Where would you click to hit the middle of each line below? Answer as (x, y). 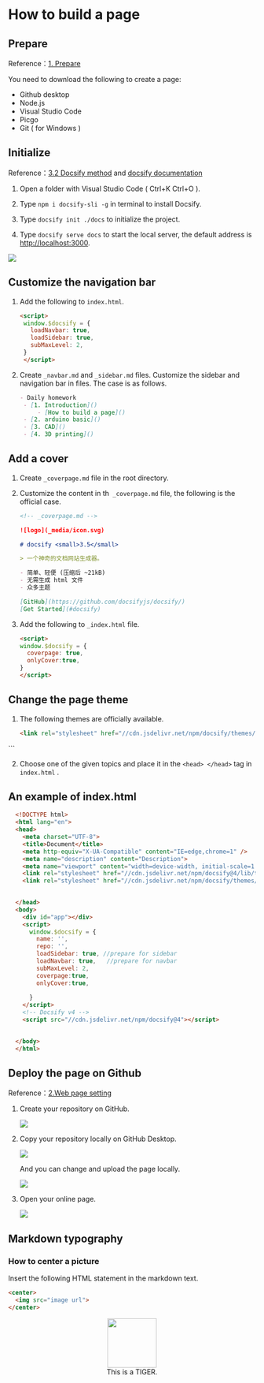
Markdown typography (66, 1238)
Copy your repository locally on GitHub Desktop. (98, 1139)
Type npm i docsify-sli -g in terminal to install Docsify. (110, 203)
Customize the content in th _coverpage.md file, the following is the (127, 493)
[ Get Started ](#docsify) (60, 609)
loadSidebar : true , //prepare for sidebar (107, 954)
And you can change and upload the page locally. (100, 1169)
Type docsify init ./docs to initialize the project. (100, 219)
